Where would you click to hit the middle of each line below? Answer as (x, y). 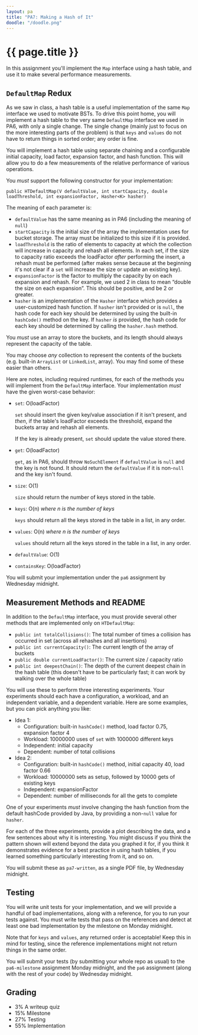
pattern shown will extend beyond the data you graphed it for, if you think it (98, 843)
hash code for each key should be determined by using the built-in (96, 314)
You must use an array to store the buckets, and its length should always (95, 337)
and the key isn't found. (43, 475)
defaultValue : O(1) (37, 554)
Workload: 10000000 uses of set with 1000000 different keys (98, 739)
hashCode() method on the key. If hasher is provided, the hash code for (100, 320)
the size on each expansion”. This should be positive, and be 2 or (94, 288)
